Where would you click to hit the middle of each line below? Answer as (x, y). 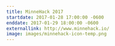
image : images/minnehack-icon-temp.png (57, 34)
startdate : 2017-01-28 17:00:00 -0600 (55, 17)
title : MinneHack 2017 (35, 12)
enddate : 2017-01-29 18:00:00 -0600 (52, 23)
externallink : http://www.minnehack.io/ (58, 28)
